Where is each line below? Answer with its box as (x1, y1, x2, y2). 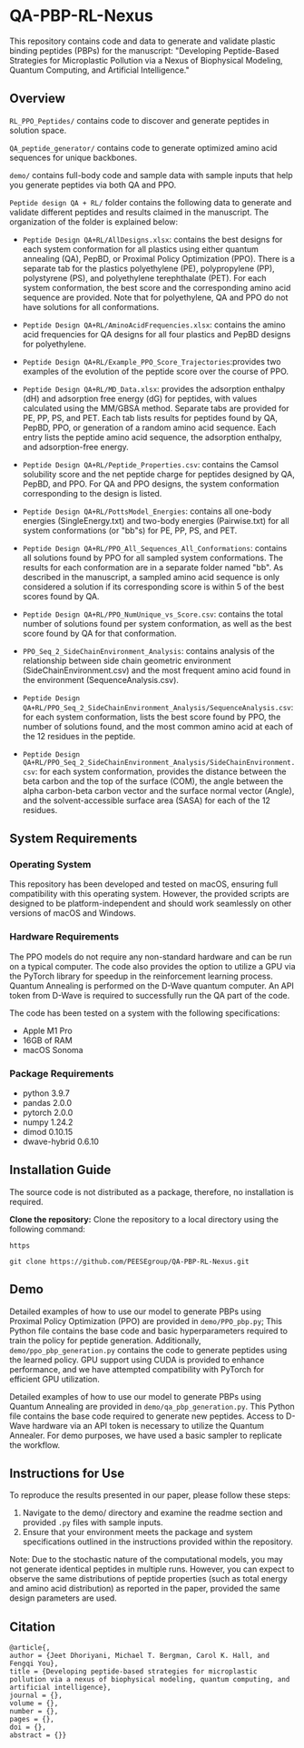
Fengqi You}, (9, 1659, 59, 1669)
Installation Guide (9, 1162, 112, 1178)
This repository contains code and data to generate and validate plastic (9, 35, 276, 46)
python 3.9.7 (22, 1088, 70, 1099)
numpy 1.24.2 (22, 1117, 74, 1128)
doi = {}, (9, 1723, 47, 1733)
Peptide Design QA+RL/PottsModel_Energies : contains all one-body (22, 506, 272, 517)
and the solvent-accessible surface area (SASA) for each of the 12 (22, 795, 270, 806)
